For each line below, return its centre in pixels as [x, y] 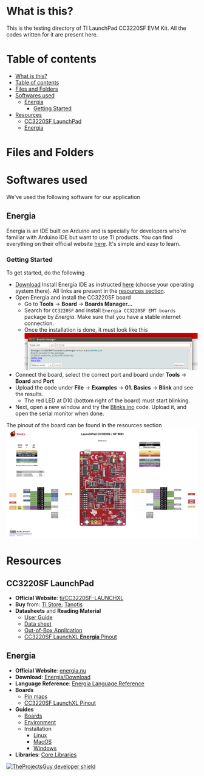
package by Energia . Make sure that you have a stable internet [102, 317]
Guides [24, 709]
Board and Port [35, 381]
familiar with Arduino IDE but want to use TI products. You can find [90, 237]
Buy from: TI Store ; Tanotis [49, 604]
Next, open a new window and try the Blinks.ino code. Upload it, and [101, 407]
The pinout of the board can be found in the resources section [84, 425]
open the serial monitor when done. [59, 414]
